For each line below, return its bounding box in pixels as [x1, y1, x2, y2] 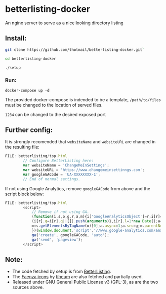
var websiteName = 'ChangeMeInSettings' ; [23, 163, 110, 168]
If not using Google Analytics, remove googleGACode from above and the [5, 185, 151, 191]
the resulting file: [5, 144, 40, 150]
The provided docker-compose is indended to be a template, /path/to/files [5, 96, 161, 102]
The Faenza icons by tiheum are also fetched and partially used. [12, 274, 143, 280]
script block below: [5, 191, 44, 197]
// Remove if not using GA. [31, 210, 90, 214]
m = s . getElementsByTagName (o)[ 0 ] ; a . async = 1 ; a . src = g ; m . [31, 223, 145, 228]
